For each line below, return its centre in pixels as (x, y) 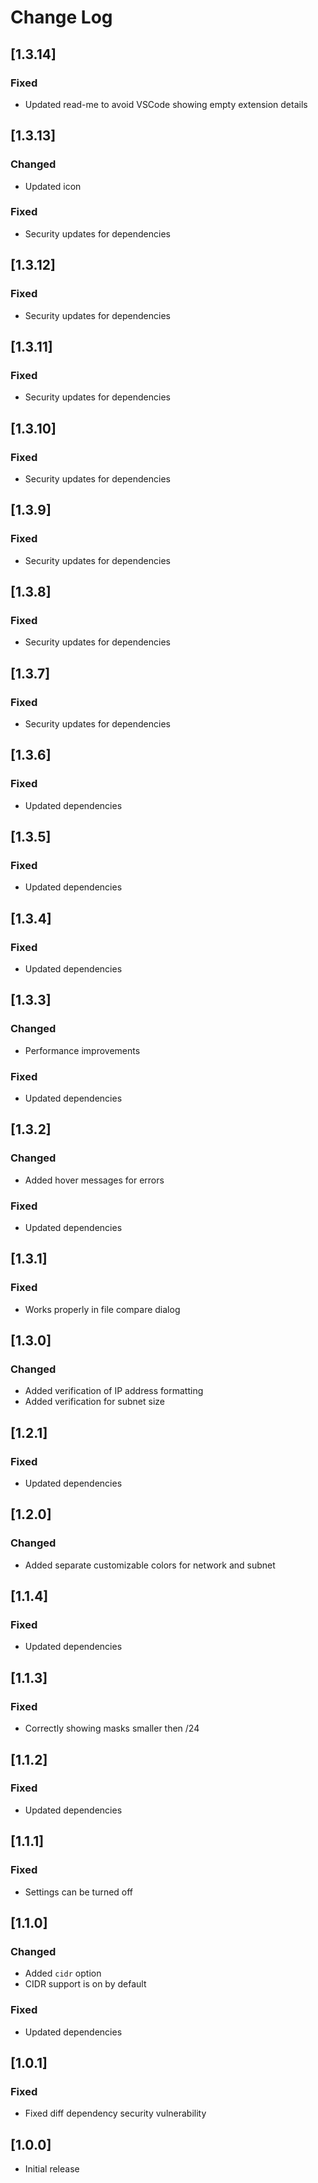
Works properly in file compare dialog (102, 1309)
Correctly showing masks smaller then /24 (112, 1728)
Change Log (61, 17)
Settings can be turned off (79, 1892)
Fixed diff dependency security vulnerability (115, 2113)
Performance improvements (82, 1050)
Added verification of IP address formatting (114, 1391)
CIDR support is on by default (85, 1984)
